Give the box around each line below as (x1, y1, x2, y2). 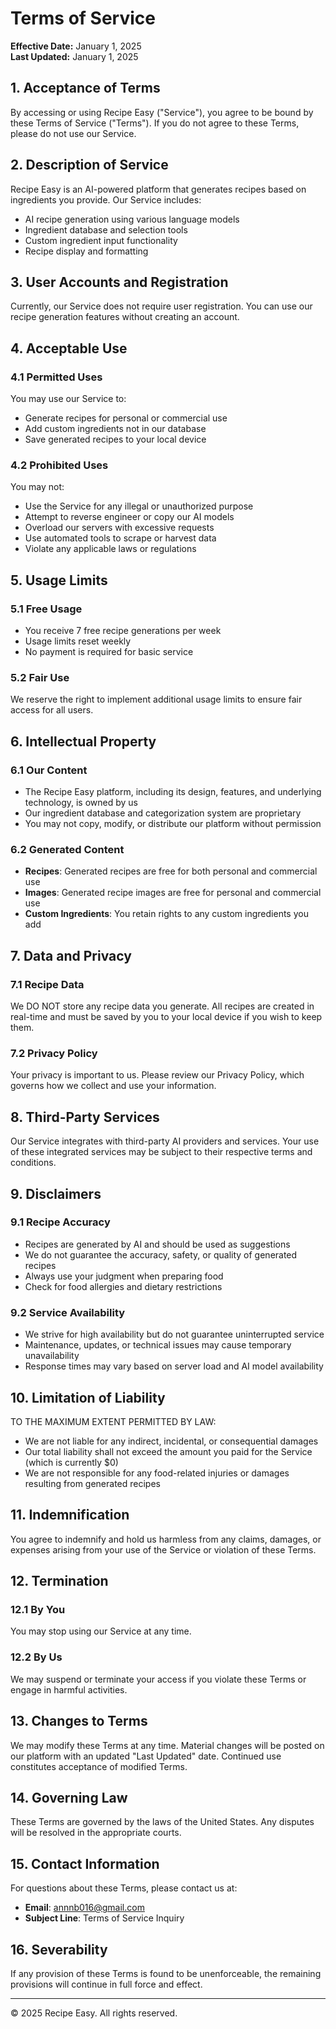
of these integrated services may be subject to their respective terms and (10, 1146, 313, 1158)
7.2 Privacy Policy (10, 1046, 98, 1060)
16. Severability (10, 1941, 108, 1958)
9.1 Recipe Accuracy (10, 1215, 111, 1229)
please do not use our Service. (10, 127, 137, 139)
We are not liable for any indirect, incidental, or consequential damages (24, 1435, 319, 1447)
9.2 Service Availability (10, 1305, 126, 1319)
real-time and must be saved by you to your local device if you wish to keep (10, 1011, 323, 1023)
